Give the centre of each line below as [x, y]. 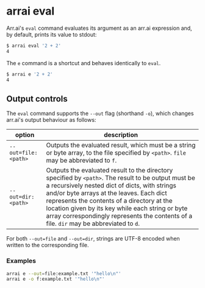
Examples [21, 261]
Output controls [37, 99]
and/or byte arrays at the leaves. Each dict [106, 193]
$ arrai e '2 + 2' [30, 74]
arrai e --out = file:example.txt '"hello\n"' [64, 273]
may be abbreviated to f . [81, 161]
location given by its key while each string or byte [117, 208]
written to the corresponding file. [48, 245]
